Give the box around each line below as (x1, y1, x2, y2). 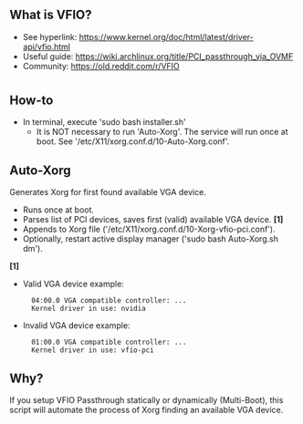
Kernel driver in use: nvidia (31, 305, 146, 314)
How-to (9, 93, 54, 108)
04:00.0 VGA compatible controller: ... (31, 296, 187, 305)
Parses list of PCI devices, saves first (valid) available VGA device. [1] (22, 214, 284, 225)
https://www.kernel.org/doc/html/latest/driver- (78, 31, 254, 42)
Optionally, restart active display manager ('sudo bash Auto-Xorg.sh (22, 233, 278, 244)
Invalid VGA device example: (22, 320, 131, 331)
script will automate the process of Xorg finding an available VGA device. (9, 405, 284, 416)
